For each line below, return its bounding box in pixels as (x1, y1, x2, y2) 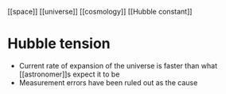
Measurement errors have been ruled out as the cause (18, 77, 198, 87)
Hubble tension (7, 35, 111, 53)
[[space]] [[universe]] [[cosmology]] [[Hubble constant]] (7, 7, 193, 16)
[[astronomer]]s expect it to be (18, 69, 120, 79)
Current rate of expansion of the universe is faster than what (18, 61, 218, 70)
